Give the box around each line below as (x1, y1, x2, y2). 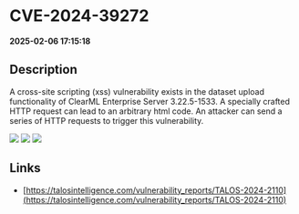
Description (9, 62, 77, 77)
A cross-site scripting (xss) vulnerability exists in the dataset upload (9, 86, 264, 97)
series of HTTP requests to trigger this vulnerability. (9, 115, 204, 126)
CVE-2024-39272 (9, 5, 149, 26)
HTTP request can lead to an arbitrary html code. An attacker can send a (9, 106, 283, 117)
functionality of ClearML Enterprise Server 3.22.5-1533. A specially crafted (9, 96, 290, 107)
